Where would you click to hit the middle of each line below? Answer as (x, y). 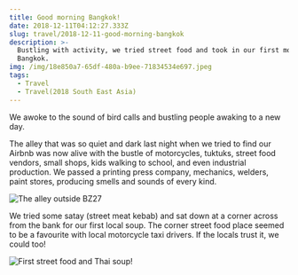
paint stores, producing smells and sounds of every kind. (113, 181)
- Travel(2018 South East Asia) (77, 91)
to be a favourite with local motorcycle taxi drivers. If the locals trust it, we (144, 234)
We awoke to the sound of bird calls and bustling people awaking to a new (145, 117)
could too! (27, 244)
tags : (19, 75)
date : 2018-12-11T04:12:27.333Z (69, 26)
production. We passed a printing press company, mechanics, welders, (139, 172)
